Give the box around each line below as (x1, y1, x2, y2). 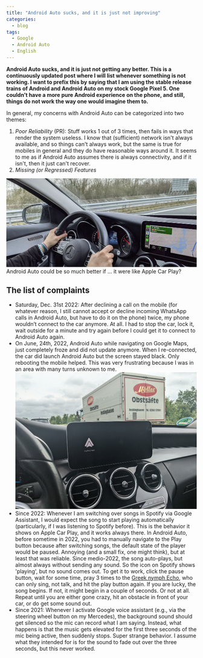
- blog (11, 22, 28, 28)
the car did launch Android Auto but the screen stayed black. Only (14, 353, 180, 360)
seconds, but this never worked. (14, 645, 95, 652)
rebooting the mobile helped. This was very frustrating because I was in (14, 359, 195, 367)
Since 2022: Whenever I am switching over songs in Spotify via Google (14, 510, 192, 517)
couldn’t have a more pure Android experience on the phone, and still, (6, 91, 185, 98)
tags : (6, 29, 20, 35)
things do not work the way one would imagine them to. (6, 98, 149, 105)
